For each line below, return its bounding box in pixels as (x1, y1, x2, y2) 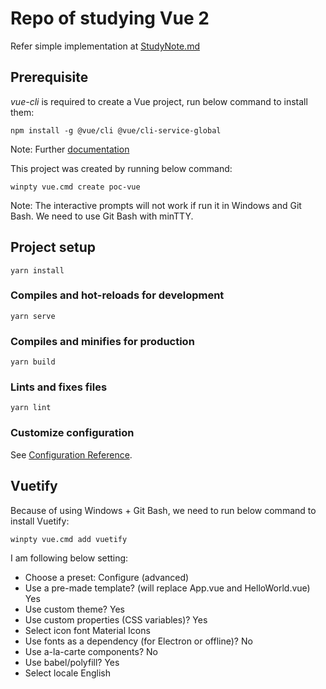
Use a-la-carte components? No (24, 645, 158, 657)
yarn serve (10, 311, 56, 321)
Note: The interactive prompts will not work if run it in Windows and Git (10, 199, 302, 211)
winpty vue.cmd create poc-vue (10, 182, 141, 192)
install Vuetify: (10, 515, 70, 527)
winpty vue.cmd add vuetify (10, 534, 128, 544)
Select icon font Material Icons (24, 624, 151, 636)
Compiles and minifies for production (10, 334, 195, 348)
